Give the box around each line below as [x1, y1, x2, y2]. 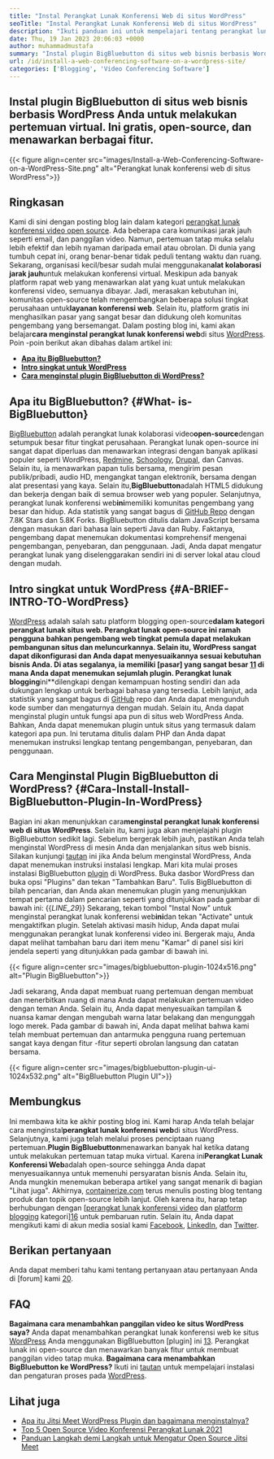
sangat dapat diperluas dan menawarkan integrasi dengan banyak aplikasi [9, 446, 259, 456]
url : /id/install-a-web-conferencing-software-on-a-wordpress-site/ [9, 58, 246, 66]
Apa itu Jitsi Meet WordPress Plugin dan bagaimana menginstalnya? [20, 1416, 250, 1426]
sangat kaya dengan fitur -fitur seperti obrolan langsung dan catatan [9, 1038, 239, 1047]
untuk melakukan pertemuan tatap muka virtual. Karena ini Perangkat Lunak [9, 1151, 263, 1161]
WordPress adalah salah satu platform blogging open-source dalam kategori [9, 616, 265, 626]
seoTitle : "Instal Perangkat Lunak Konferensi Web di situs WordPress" [9, 20, 257, 28]
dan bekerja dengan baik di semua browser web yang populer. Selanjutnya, [9, 490, 262, 499]
